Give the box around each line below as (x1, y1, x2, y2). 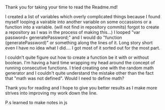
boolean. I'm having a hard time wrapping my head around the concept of (5, 60, 155, 65)
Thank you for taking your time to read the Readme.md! (5, 4, 118, 10)
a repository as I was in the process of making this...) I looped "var (5, 29, 140, 35)
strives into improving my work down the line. (5, 90, 98, 96)
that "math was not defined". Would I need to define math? (5, 76, 124, 81)
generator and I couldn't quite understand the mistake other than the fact (5, 70, 154, 76)
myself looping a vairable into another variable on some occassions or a (5, 19, 152, 25)
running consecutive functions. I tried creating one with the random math (5, 65, 154, 71)
